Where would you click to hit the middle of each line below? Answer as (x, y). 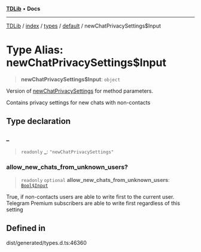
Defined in (26, 228)
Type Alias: (35, 50)
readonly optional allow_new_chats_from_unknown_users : (95, 180)
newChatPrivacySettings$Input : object (71, 79)
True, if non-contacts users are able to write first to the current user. (90, 196)
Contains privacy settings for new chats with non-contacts (78, 102)
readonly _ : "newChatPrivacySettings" (67, 151)
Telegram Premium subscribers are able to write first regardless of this (93, 203)
